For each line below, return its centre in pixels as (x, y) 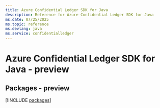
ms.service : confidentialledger (39, 33)
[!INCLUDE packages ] (28, 100)
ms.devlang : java (24, 29)
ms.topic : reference (27, 24)
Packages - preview (37, 88)
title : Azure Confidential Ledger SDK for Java (57, 10)
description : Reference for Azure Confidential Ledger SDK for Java (79, 15)
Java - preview (37, 69)
